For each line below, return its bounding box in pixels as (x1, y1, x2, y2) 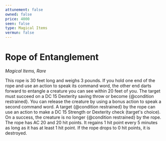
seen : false (5, 21, 30, 26)
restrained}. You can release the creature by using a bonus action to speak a (5, 98, 162, 104)
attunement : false (5, 7, 43, 12)
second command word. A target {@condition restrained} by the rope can (5, 103, 156, 109)
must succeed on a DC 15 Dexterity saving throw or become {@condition (5, 93, 154, 99)
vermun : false (5, 30, 35, 35)
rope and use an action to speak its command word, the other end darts (5, 83, 152, 89)
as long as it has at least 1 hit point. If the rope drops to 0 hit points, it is (5, 125, 150, 131)
